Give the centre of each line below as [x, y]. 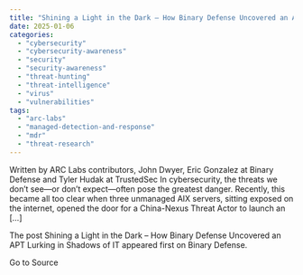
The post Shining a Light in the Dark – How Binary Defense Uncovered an [145, 235]
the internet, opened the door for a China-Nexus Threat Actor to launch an [147, 208]
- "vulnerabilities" [56, 102]
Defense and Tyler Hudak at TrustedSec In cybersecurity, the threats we [143, 179]
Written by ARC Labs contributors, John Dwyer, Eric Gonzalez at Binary [142, 169]
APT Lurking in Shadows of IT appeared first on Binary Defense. [129, 244]
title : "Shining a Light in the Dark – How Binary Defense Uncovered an [149, 18]
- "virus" [36, 93]
